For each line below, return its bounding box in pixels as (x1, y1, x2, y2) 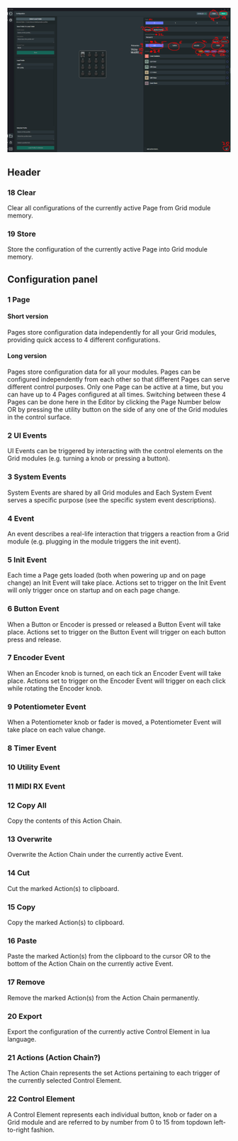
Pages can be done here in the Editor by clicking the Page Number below (7, 398, 221, 406)
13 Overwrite (7, 834, 52, 844)
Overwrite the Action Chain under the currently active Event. (7, 850, 183, 859)
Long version (7, 352, 47, 360)
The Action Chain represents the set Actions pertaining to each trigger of (7, 1069, 221, 1077)
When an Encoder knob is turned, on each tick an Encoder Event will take (7, 669, 222, 677)
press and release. (7, 635, 62, 644)
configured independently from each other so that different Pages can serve (7, 375, 230, 384)
